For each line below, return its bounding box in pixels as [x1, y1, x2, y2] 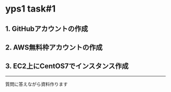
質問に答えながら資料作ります [5, 81, 68, 87]
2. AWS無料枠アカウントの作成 [5, 43, 103, 52]
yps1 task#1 [5, 3, 56, 15]
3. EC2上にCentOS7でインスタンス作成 [5, 62, 129, 71]
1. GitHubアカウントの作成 [5, 24, 88, 33]
